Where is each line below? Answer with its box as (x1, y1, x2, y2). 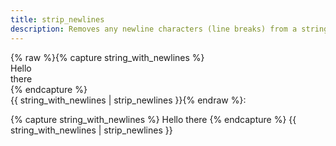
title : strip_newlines (10, 14, 105, 25)
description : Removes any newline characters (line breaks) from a (10, 24, 298, 34)
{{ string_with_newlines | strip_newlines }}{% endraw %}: (10, 94, 247, 106)
